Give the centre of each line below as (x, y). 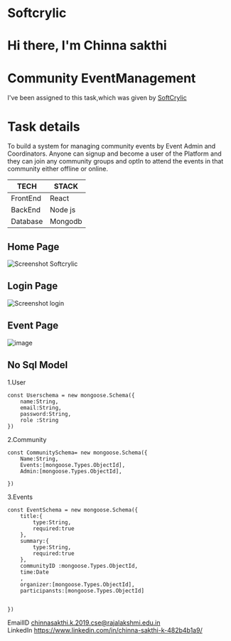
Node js (63, 210)
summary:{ (35, 541)
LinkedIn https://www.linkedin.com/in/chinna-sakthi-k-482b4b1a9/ (105, 630)
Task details (44, 126)
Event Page (33, 326)
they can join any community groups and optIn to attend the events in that (116, 161)
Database (27, 222)
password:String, (46, 414)
